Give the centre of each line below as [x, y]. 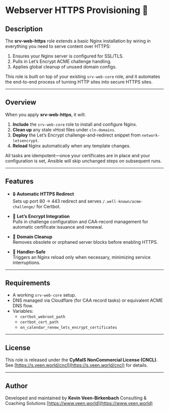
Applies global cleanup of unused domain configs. [65, 67]
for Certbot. [49, 207]
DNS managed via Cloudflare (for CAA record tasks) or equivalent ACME [88, 300]
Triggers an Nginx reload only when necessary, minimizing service [81, 257]
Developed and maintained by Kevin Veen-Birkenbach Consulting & [76, 398]
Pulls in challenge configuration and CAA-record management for [80, 222]
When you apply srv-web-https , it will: [46, 114]
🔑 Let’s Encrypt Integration [41, 216]
